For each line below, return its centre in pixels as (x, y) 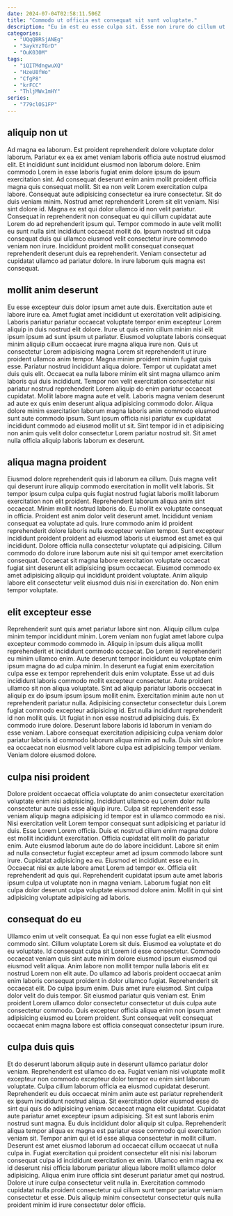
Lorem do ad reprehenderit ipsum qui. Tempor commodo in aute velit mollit (114, 223)
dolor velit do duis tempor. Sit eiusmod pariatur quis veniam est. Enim (106, 996)
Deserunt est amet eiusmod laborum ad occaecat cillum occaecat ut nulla (113, 1146)
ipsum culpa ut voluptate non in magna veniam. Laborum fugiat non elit (109, 883)
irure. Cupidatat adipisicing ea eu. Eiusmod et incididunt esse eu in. (104, 860)
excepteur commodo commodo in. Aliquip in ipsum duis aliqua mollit (105, 644)
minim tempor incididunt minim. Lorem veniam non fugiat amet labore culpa (115, 636)
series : (18, 98)
